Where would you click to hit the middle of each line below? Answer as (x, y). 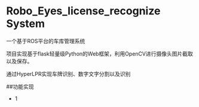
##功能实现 (20, 86)
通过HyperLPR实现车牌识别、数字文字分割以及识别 (68, 74)
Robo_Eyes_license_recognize (83, 11)
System (26, 24)
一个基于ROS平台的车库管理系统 (46, 41)
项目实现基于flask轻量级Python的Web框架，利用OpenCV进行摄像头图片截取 (99, 53)
